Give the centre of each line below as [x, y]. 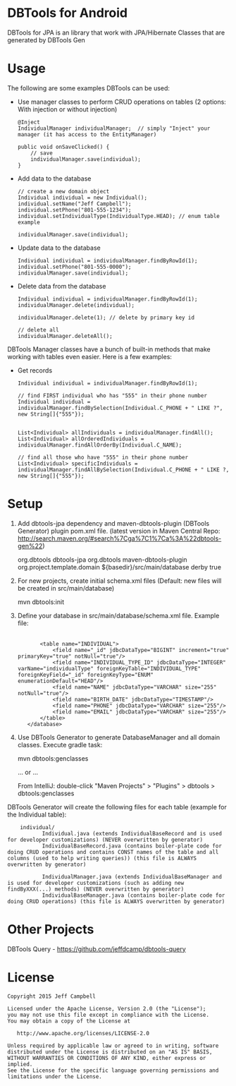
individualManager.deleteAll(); [65, 336]
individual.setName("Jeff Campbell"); [74, 204]
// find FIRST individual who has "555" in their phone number [112, 396]
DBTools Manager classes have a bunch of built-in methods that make [109, 349]
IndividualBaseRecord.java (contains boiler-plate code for [132, 846]
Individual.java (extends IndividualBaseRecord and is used [132, 833]
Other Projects [51, 929]
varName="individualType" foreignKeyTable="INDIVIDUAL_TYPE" [109, 668]
